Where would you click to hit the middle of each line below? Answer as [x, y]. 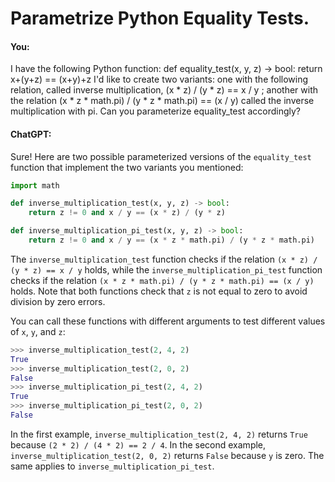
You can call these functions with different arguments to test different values [168, 321]
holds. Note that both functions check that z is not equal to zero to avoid [159, 291]
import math [35, 185]
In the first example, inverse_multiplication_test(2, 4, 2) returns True [159, 434]
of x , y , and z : [38, 331]
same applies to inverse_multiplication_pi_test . [112, 466]
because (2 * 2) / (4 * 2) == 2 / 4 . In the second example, [138, 444]
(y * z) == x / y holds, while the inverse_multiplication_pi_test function [166, 269]
